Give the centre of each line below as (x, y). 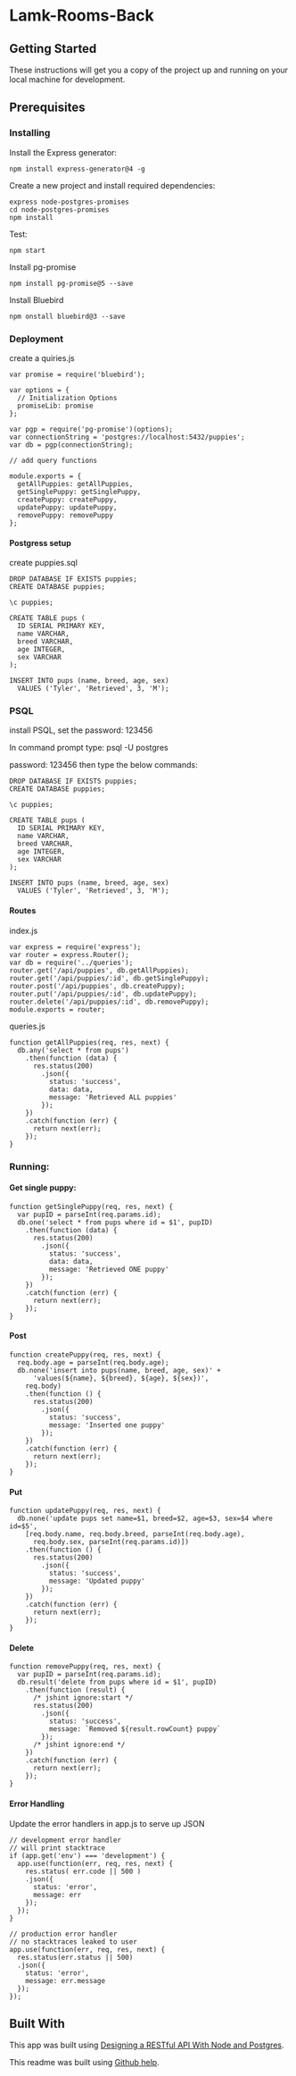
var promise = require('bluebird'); (77, 374)
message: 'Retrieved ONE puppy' (109, 1269)
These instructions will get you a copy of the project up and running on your (148, 70)
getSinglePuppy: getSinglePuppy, (79, 492)
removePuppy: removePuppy (66, 515)
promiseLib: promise (55, 406)
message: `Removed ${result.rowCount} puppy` (135, 1729)
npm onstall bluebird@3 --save (67, 316)
